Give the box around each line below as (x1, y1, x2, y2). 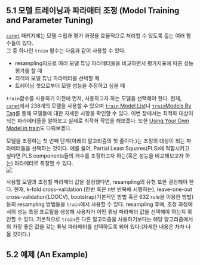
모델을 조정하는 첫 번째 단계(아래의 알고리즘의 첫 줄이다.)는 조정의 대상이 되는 (6, 137, 185, 144)
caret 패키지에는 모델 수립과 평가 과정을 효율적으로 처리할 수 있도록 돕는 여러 (6, 32, 185, 39)
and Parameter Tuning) (6, 16, 94, 26)
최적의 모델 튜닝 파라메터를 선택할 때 (14, 74, 100, 82)
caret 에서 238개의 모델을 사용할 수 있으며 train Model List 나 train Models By (6, 102, 192, 109)
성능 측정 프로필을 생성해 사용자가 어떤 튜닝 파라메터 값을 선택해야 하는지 (17, 208, 186, 215)
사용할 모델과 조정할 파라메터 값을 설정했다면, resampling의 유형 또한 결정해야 (6, 178, 188, 185)
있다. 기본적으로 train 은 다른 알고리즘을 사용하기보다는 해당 (23, 215, 163, 223)
